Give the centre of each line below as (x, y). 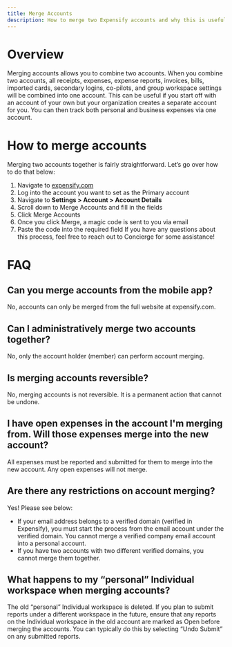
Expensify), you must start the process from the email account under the (120, 528)
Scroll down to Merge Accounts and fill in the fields (90, 208)
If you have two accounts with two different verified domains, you (110, 550)
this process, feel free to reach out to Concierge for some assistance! (116, 237)
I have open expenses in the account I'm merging (115, 424)
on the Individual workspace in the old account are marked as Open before (114, 622)
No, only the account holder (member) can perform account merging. (106, 356)
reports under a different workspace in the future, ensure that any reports (112, 614)
